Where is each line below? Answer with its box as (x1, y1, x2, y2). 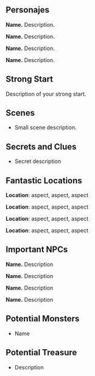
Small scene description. (14, 124, 77, 131)
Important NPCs (5, 245, 68, 255)
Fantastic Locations (5, 175, 83, 186)
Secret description (14, 158, 62, 165)
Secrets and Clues (5, 141, 77, 151)
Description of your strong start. (5, 90, 86, 97)
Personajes (5, 5, 50, 15)
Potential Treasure (5, 347, 77, 358)
